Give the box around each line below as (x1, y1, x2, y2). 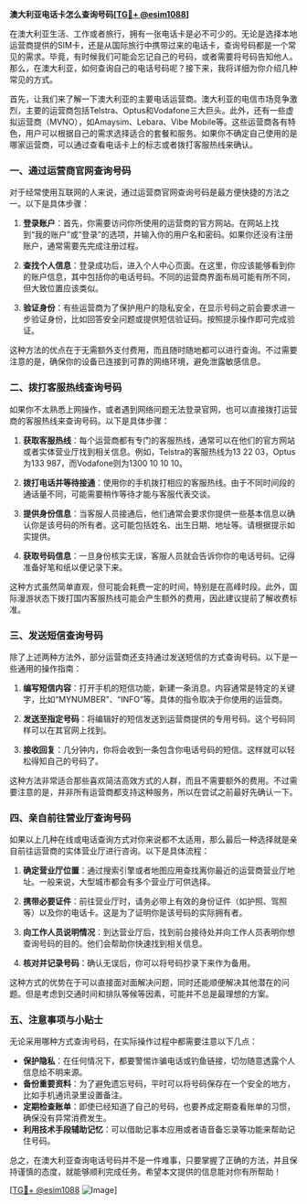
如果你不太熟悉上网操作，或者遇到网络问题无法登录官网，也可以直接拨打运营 (9, 403, 298, 414)
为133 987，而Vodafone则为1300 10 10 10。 (22, 457, 187, 468)
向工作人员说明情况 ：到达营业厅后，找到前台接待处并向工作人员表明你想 (22, 927, 295, 938)
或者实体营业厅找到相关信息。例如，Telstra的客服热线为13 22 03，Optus (22, 446, 296, 457)
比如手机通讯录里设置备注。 (22, 1090, 128, 1101)
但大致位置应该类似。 (22, 283, 103, 294)
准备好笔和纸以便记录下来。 (22, 562, 128, 573)
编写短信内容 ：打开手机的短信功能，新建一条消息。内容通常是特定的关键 (22, 682, 295, 693)
